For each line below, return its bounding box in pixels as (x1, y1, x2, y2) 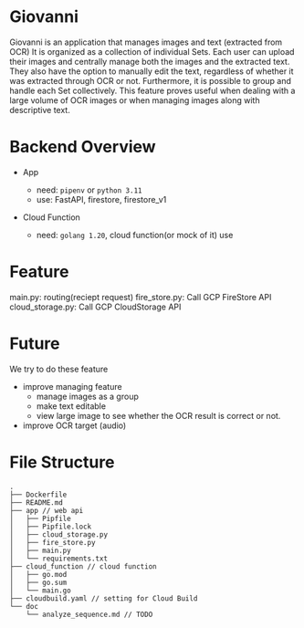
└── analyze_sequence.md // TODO (26, 610, 153, 619)
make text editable (36, 400, 107, 412)
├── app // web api (9, 506, 84, 515)
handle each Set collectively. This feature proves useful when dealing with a (9, 85, 296, 96)
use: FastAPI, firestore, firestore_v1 (36, 194, 167, 204)
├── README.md (9, 497, 64, 508)
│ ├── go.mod (9, 570, 68, 579)
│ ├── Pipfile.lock (9, 522, 92, 531)
